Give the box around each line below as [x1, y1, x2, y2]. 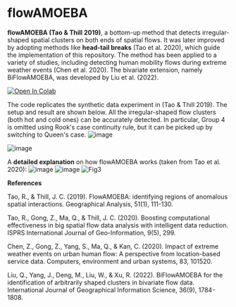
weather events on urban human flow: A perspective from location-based [7, 249, 221, 258]
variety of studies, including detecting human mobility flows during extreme [7, 58, 227, 66]
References [7, 178, 42, 187]
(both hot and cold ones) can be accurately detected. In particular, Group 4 [7, 115, 225, 124]
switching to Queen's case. [7, 130, 87, 139]
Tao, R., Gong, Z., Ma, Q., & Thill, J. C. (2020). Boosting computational [7, 213, 210, 222]
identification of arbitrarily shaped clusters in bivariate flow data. [7, 278, 195, 287]
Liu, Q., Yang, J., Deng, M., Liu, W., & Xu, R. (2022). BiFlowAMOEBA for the [7, 270, 223, 279]
